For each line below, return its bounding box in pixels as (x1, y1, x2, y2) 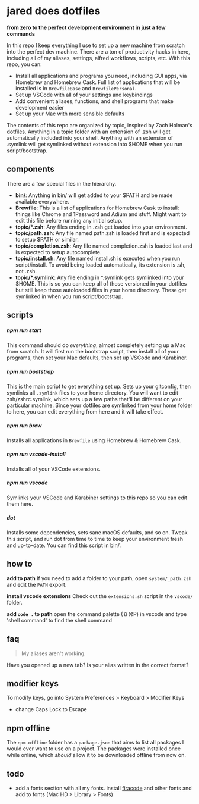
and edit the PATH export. (7, 581, 67, 588)
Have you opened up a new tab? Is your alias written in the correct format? (7, 661, 189, 668)
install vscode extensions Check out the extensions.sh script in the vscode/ (7, 592, 193, 599)
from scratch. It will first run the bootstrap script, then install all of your (7, 348, 179, 355)
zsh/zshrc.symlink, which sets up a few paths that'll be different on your (7, 396, 182, 403)
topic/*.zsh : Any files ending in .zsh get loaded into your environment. (15, 223, 187, 230)
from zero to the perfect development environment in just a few (7, 24, 166, 31)
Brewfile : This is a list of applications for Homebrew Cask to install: (15, 204, 179, 211)
